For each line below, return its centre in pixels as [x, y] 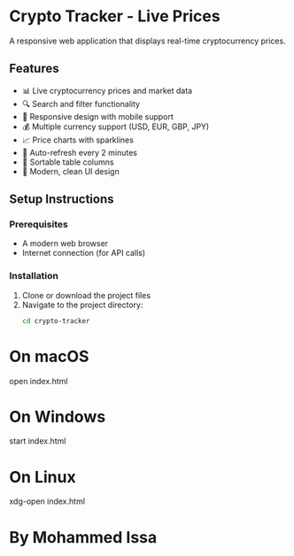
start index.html [38, 441]
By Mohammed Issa [83, 537]
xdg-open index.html [47, 501]
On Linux [43, 477]
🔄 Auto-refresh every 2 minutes [79, 152]
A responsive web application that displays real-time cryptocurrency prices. [147, 41]
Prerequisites [39, 225]
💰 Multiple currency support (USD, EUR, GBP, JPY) [116, 127]
